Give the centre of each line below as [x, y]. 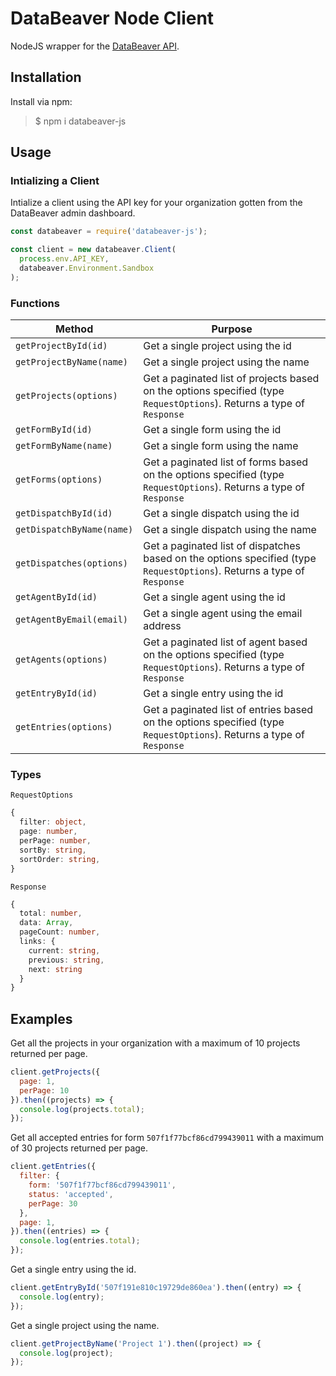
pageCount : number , [60, 932]
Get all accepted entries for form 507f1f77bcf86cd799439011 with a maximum [167, 1138]
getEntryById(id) [56, 693]
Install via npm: [41, 101]
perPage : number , [55, 841]
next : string [55, 969]
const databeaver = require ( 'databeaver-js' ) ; [109, 232]
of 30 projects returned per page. [79, 1148]
